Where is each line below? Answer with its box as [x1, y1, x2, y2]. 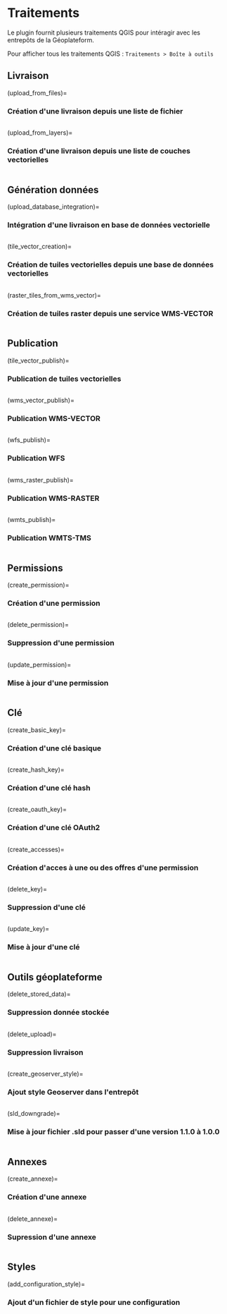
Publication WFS [7, 454, 65, 463]
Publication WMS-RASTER [7, 493, 100, 503]
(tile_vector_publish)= [7, 356, 70, 365]
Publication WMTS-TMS [7, 533, 91, 542]
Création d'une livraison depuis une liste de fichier [7, 106, 183, 116]
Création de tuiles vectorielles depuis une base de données [7, 260, 214, 269]
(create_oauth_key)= [7, 805, 67, 814]
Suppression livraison [7, 1047, 84, 1057]
